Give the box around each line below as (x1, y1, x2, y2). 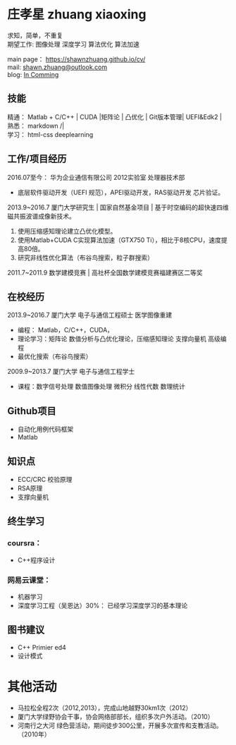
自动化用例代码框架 (17, 425, 74, 434)
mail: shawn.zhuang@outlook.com (7, 63, 108, 71)
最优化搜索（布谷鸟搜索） (17, 352, 92, 361)
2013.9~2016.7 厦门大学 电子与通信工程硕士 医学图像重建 (7, 311, 173, 320)
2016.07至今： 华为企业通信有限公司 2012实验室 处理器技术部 (7, 173, 185, 181)
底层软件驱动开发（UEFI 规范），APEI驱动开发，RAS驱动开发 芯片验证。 (17, 188, 224, 196)
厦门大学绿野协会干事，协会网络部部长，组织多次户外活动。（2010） (17, 712, 214, 720)
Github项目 (7, 405, 56, 417)
